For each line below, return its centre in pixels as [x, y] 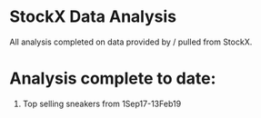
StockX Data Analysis [93, 17]
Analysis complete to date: [113, 79]
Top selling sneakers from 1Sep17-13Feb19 [102, 103]
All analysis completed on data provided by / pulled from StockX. [131, 42]
